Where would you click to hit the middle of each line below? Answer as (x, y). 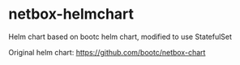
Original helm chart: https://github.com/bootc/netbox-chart (107, 52)
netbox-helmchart (71, 14)
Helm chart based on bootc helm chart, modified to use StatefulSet (120, 37)
